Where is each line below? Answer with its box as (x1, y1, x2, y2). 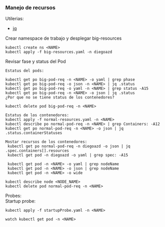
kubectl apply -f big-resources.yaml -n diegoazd (5, 50, 113, 55)
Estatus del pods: (5, 68, 44, 74)
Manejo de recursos (5, 4, 56, 11)
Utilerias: (5, 16, 24, 22)
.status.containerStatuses (5, 131, 62, 136)
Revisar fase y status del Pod (5, 58, 66, 64)
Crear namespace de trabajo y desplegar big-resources (5, 35, 122, 42)
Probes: (5, 192, 22, 199)
